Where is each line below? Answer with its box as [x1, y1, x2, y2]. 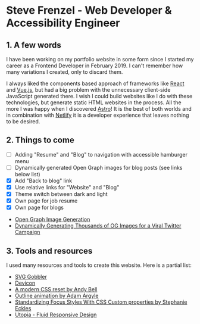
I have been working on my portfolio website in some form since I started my [6, 56, 194, 63]
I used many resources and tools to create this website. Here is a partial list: [6, 261, 192, 269]
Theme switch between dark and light [14, 191, 108, 198]
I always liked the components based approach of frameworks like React [6, 80, 185, 87]
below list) [14, 170, 40, 177]
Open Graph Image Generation [14, 216, 90, 223]
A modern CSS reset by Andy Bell [14, 286, 98, 293]
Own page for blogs [14, 204, 64, 211]
